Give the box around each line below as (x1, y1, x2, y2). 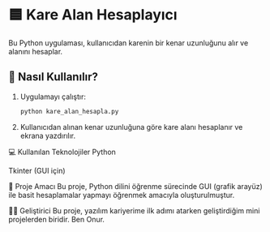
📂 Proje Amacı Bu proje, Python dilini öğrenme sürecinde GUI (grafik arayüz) (8, 181, 264, 191)
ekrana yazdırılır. (19, 131, 76, 140)
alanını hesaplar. (8, 46, 63, 56)
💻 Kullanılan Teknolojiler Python (8, 147, 116, 157)
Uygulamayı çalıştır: (19, 92, 87, 101)
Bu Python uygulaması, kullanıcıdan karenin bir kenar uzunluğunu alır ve (8, 37, 249, 48)
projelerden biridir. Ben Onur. (8, 214, 105, 224)
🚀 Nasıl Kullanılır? (8, 70, 99, 84)
